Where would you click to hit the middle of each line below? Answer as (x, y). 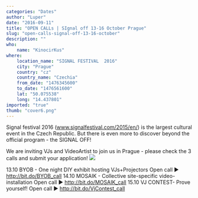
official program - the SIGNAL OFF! (49, 140)
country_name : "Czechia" (47, 77)
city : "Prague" (35, 66)
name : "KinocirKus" (41, 50)
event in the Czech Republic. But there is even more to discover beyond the (98, 134)
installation (19, 182)
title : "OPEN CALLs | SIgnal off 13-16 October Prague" (76, 28)
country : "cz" (34, 72)
